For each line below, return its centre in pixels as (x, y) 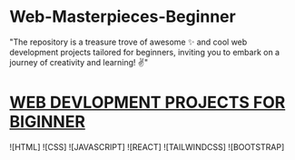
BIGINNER (48, 122)
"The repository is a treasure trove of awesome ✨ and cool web (128, 42)
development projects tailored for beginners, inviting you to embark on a (144, 52)
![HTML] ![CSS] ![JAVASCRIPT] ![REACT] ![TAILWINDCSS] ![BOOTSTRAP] (147, 146)
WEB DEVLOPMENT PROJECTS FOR (147, 103)
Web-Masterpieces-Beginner (123, 17)
